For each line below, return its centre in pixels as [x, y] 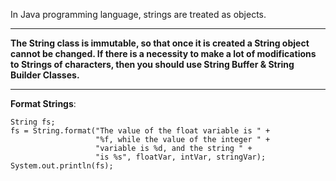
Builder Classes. [45, 75]
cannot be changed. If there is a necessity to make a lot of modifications [163, 53]
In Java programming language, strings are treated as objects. [138, 14]
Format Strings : [43, 103]
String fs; [33, 122]
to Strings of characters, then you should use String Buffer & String [152, 64]
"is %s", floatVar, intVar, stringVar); [181, 157]
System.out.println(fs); [62, 166]
